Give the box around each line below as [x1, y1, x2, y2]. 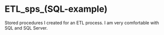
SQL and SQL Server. [4, 25, 48, 31]
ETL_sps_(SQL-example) [4, 3, 108, 15]
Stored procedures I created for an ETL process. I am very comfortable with [4, 20, 160, 26]
